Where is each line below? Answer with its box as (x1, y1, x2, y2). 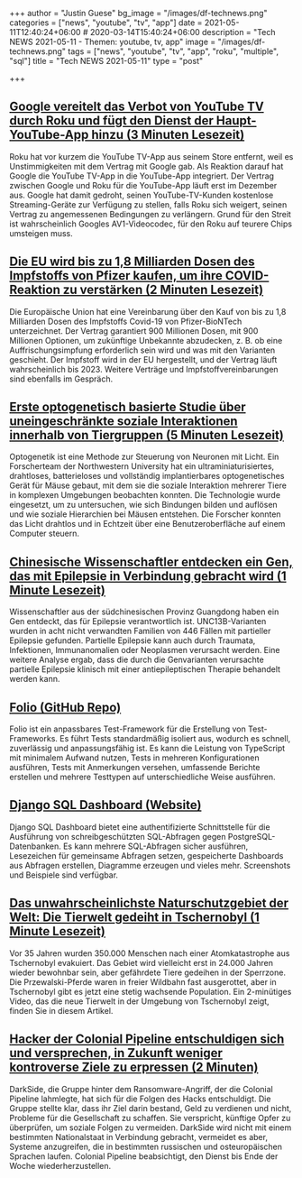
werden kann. (9, 674, 60, 685)
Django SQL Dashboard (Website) (9, 797, 202, 813)
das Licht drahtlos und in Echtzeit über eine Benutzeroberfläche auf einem (9, 519, 286, 529)
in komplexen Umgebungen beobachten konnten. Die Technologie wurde (9, 490, 281, 501)
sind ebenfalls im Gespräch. (9, 373, 114, 384)
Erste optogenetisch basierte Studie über (9, 400, 246, 415)
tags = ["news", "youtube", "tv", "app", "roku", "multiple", (67, 46, 279, 57)
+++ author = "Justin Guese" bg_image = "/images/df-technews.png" (9, 8, 268, 18)
